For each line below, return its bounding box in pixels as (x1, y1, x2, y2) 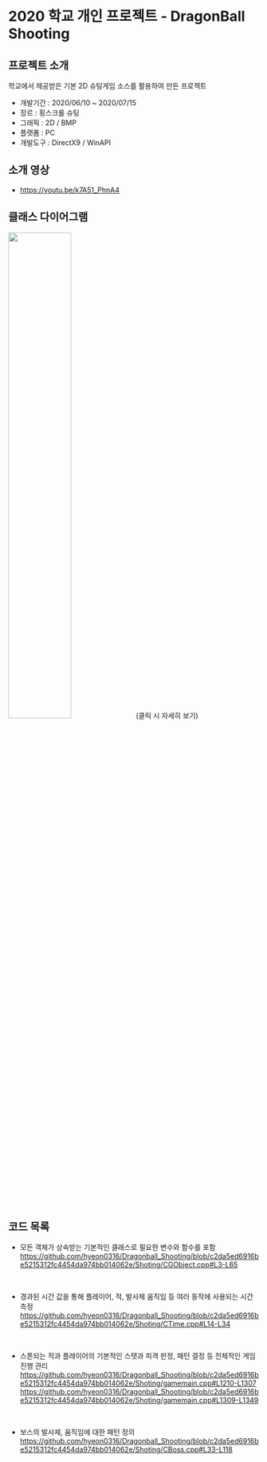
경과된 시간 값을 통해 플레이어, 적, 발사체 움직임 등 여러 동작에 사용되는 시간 (19, 1292, 253, 1302)
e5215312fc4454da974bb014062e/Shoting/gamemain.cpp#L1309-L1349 (19, 1396, 259, 1405)
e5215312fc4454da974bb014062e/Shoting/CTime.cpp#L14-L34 (19, 1319, 231, 1329)
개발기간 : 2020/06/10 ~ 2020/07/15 (19, 98, 137, 108)
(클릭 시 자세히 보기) (135, 710, 199, 720)
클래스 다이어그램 (8, 210, 88, 224)
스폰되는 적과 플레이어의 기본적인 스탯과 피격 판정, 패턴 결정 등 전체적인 (19, 1351, 241, 1361)
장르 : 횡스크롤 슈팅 (19, 108, 80, 117)
